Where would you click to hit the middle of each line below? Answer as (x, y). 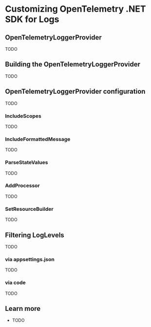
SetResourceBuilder (29, 209)
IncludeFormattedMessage (38, 139)
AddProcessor (22, 185)
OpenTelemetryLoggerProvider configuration (75, 92)
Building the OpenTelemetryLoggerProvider (73, 64)
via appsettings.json (30, 259)
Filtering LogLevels (35, 235)
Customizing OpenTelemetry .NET (75, 9)
